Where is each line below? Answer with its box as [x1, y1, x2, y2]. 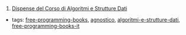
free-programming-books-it [11, 23, 80, 29]
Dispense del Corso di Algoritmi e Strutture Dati [11, 5, 128, 12]
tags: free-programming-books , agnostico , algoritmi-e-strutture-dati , [11, 16, 180, 23]
